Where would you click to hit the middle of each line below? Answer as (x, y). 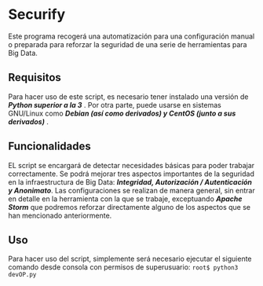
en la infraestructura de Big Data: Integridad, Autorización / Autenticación (130, 181)
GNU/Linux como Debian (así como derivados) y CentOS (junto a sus (122, 113)
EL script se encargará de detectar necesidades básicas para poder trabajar (131, 165)
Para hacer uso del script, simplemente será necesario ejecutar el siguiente (130, 259)
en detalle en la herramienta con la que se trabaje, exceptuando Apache (125, 199)
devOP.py (22, 275)
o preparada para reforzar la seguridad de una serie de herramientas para (128, 44)
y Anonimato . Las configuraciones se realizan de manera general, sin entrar (131, 190)
